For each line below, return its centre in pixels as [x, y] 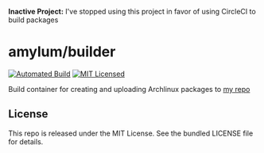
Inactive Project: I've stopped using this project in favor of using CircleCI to [132, 11]
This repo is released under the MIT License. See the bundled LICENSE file [131, 133]
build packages [33, 20]
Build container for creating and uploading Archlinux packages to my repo [129, 89]
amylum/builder [62, 52]
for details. [26, 141]
